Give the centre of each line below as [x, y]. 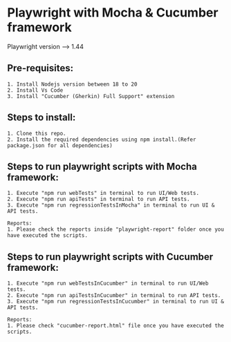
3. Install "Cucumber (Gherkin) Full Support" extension [91, 96]
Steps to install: [41, 118]
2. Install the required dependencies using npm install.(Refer [102, 140]
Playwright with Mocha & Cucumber [113, 13]
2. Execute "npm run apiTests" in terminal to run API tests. [99, 199]
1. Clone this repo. [37, 133]
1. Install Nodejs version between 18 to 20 [72, 84]
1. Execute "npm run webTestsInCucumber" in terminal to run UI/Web [108, 284]
